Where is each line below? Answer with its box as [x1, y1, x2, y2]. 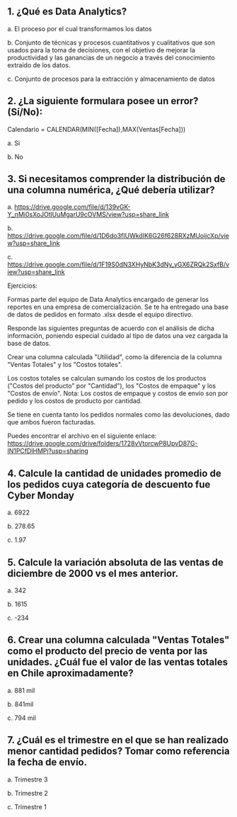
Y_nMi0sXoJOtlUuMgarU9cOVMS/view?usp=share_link [7, 210, 170, 219]
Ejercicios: [7, 281, 37, 290]
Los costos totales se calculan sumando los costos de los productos [7, 374, 207, 383]
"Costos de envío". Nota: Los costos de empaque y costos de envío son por [7, 389, 229, 398]
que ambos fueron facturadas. [7, 418, 96, 427]
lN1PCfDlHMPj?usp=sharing [7, 446, 88, 456]
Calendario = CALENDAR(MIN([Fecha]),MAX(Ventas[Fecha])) [7, 125, 186, 133]
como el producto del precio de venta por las [7, 645, 208, 658]
